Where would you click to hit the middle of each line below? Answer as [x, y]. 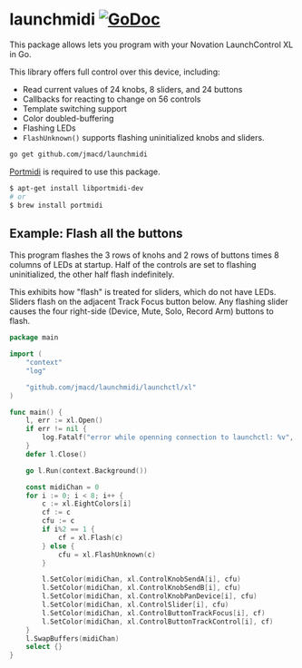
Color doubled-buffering [68, 118]
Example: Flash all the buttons [96, 233]
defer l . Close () [57, 454]
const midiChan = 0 [63, 487]
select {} [44, 647]
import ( [26, 354]
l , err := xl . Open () [64, 421]
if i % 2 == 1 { [68, 529]
